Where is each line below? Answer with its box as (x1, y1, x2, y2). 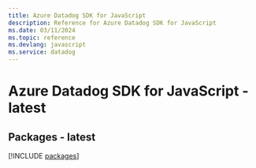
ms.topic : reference (8, 33, 76, 42)
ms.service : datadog (8, 48, 76, 56)
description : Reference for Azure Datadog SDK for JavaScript (8, 19, 217, 27)
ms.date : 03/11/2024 (8, 26, 76, 34)
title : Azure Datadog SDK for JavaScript (8, 11, 147, 20)
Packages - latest (8, 130, 96, 144)
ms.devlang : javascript (8, 41, 87, 49)
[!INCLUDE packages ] (8, 151, 80, 160)
